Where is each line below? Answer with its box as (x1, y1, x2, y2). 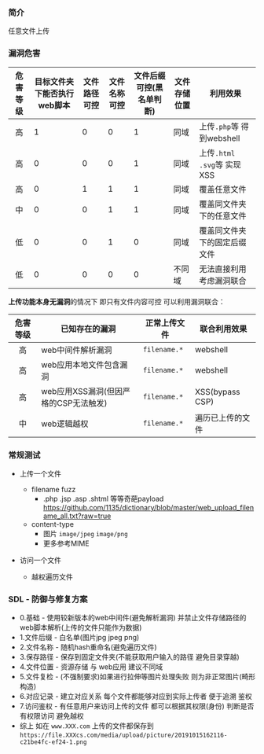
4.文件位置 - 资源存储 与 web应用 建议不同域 (19, 662, 163, 671)
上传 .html (199, 147, 236, 158)
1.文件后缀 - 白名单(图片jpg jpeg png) (19, 633, 140, 642)
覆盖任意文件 (199, 183, 247, 194)
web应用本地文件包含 (40, 359, 120, 370)
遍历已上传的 (195, 412, 243, 423)
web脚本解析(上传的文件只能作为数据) (19, 623, 142, 632)
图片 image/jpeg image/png (42, 528, 128, 538)
